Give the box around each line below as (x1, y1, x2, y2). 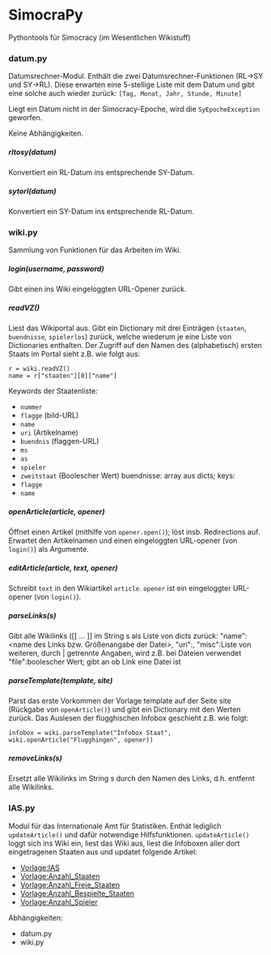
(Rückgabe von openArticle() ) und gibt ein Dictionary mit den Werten (8, 704, 241, 715)
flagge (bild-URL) (19, 411, 79, 420)
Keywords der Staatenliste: (8, 386, 99, 396)
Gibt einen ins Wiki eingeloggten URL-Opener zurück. (8, 284, 187, 294)
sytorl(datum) (8, 186, 57, 196)
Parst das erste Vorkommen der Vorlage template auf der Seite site (8, 696, 232, 706)
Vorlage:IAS (19, 863, 61, 872)
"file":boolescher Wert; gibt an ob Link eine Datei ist (8, 657, 181, 667)
